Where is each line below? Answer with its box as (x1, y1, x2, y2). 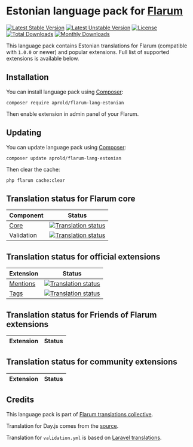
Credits (6, 395, 35, 405)
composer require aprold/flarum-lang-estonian (6, 100, 124, 106)
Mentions (9, 280, 36, 288)
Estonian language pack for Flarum (6, 4, 183, 18)
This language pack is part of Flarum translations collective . (6, 410, 154, 418)
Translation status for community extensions (6, 357, 177, 367)
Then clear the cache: (6, 166, 60, 173)
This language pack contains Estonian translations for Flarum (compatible (6, 42, 188, 49)
